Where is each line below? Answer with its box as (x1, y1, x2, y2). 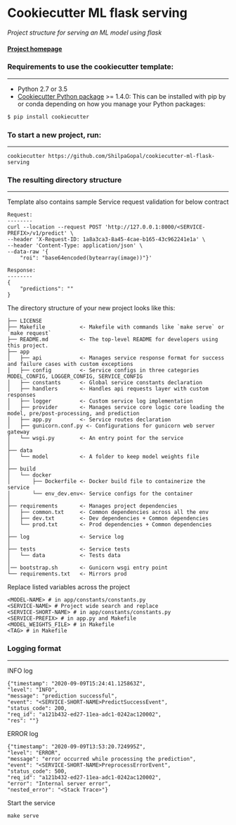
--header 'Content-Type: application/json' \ (7, 242, 143, 250)
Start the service (7, 798, 55, 807)
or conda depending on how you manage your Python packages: (17, 99, 206, 108)
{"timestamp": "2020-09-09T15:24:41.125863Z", (7, 680, 146, 687)
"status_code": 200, (7, 704, 68, 711)
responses (7, 391, 37, 399)
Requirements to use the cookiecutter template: (7, 62, 174, 72)
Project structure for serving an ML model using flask (7, 28, 162, 37)
